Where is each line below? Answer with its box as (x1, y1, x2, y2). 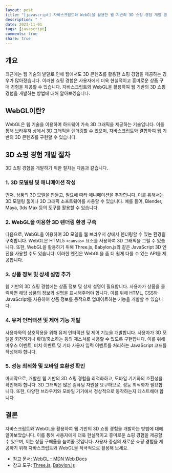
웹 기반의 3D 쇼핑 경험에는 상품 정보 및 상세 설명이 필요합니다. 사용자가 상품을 (5, 283, 160, 290)
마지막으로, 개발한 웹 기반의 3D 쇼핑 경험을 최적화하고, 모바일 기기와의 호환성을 (5, 375, 163, 381)
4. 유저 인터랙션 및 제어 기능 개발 (5, 317, 81, 324)
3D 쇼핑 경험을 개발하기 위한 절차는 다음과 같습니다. (5, 165, 109, 171)
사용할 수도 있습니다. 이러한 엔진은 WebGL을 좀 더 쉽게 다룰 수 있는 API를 (14, 250, 161, 256)
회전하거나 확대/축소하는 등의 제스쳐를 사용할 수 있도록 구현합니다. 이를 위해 (14, 336, 165, 342)
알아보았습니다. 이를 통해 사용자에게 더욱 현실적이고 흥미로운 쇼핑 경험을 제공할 (5, 431, 163, 438)
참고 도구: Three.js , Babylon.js (12, 462, 75, 468)
